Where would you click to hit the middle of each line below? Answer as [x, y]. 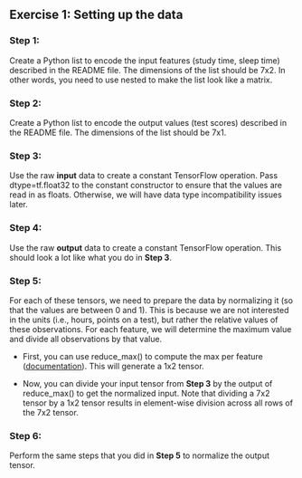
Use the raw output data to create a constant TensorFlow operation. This [146, 247]
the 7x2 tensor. [50, 412]
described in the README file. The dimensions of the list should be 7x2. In [148, 70]
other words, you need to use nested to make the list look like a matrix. [141, 80]
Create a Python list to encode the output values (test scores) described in [148, 122]
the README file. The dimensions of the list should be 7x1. [118, 132]
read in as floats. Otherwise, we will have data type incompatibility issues [146, 195]
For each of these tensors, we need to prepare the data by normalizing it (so [151, 300]
